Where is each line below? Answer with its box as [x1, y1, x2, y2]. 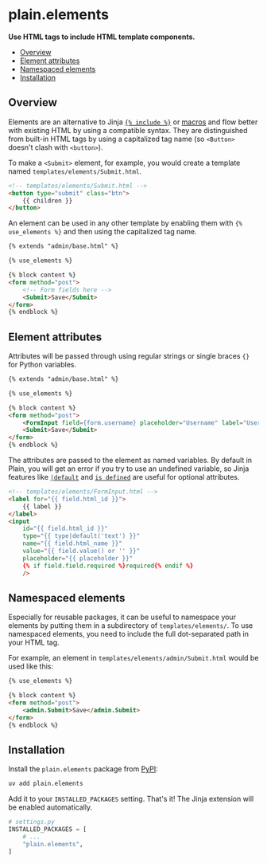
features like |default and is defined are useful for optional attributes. [8, 473, 240, 482]
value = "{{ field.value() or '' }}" [22, 547, 141, 555]
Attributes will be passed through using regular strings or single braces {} [8, 351, 250, 361]
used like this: [8, 661, 54, 671]
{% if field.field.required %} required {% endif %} [22, 562, 194, 570]
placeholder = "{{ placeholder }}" [22, 554, 133, 563]
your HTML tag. [8, 637, 60, 647]
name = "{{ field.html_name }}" [22, 539, 123, 547]
